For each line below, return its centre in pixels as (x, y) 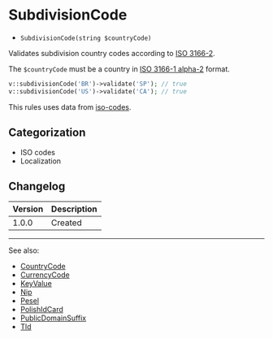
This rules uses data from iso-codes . (70, 106)
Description (74, 209)
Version (28, 209)
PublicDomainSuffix (53, 318)
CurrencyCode (45, 275)
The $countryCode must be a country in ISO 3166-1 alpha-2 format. (119, 69)
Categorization (47, 133)
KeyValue (36, 284)
